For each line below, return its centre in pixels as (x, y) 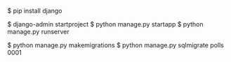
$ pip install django (35, 11)
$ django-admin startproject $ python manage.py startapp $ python (105, 24)
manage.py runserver (39, 32)
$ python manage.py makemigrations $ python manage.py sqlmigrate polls (116, 45)
